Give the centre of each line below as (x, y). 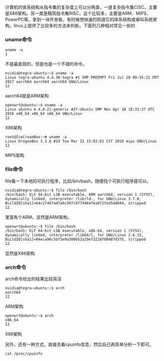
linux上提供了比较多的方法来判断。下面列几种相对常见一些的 (74, 26)
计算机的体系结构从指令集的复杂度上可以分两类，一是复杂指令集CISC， (77, 7)
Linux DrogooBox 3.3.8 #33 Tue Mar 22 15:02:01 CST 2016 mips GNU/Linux (81, 141)
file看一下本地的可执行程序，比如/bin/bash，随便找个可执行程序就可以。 (78, 181)
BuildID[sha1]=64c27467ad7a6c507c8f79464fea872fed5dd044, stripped (76, 203)
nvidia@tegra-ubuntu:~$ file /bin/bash (46, 190)
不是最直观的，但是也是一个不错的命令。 (46, 64)
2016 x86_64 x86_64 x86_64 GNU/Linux (44, 114)
